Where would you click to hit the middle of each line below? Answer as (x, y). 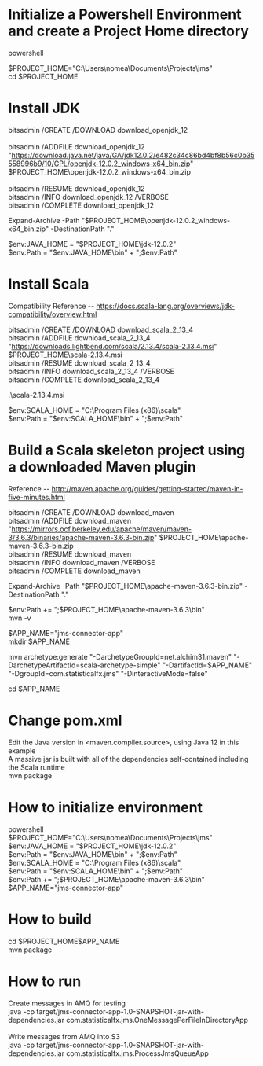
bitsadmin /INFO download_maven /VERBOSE (82, 562)
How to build (50, 919)
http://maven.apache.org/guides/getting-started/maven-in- (147, 488)
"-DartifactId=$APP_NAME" (207, 665)
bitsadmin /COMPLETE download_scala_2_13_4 (84, 380)
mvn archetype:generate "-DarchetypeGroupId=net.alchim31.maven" (120, 656)
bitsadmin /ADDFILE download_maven (70, 520)
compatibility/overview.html (53, 314)
